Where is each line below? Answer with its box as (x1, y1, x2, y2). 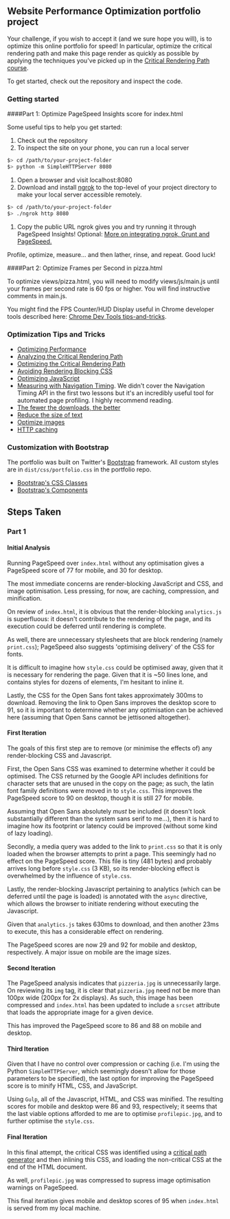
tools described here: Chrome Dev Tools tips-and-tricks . (7, 312, 167, 320)
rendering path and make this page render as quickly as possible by (7, 49, 199, 57)
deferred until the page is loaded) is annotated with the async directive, (7, 892, 208, 900)
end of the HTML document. (7, 1163, 87, 1171)
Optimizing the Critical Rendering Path (16, 359, 126, 368)
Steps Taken (7, 506, 62, 517)
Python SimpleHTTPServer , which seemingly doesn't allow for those (7, 1067, 196, 1075)
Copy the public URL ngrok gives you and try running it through (16, 223, 197, 231)
